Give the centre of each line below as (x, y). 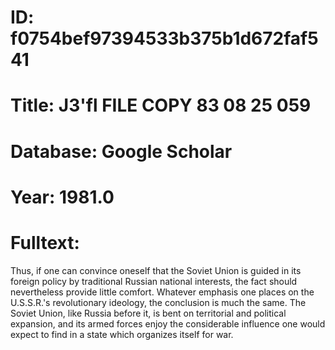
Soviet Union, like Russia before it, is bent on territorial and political (148, 313)
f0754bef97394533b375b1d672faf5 (164, 38)
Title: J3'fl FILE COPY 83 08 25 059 (161, 105)
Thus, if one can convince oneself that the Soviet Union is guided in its (156, 270)
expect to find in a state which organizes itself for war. (122, 334)
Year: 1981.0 (62, 197)
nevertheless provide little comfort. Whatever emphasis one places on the (162, 292)
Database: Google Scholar (121, 151)
